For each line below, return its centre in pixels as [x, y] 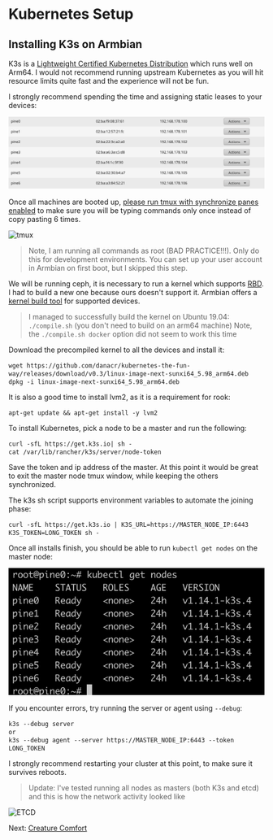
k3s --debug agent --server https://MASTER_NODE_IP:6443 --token [121, 740]
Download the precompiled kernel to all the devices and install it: [117, 350]
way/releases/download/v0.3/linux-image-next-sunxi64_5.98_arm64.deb [129, 374]
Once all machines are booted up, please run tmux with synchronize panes [134, 202]
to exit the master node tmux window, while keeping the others [113, 476]
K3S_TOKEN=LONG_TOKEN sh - [54, 533]
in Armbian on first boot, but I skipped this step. [108, 268]
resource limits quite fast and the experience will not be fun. [109, 81]
